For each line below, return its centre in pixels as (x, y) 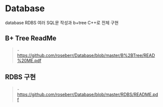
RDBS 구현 (20, 77)
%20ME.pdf (29, 60)
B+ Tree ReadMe (31, 38)
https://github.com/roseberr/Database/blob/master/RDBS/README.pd (88, 94)
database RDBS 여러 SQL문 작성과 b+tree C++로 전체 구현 (62, 22)
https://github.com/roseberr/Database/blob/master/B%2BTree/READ (86, 55)
